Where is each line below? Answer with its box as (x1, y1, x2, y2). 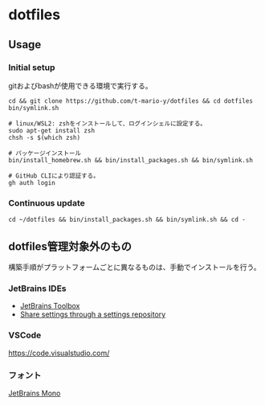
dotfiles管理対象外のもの (8, 239, 132, 253)
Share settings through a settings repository (19, 309, 166, 319)
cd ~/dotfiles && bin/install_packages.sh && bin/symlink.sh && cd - (8, 215, 247, 224)
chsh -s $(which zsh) (8, 133, 81, 141)
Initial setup (8, 62, 55, 73)
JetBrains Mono (8, 388, 61, 398)
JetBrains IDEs (8, 283, 67, 294)
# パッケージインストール (8, 149, 82, 157)
